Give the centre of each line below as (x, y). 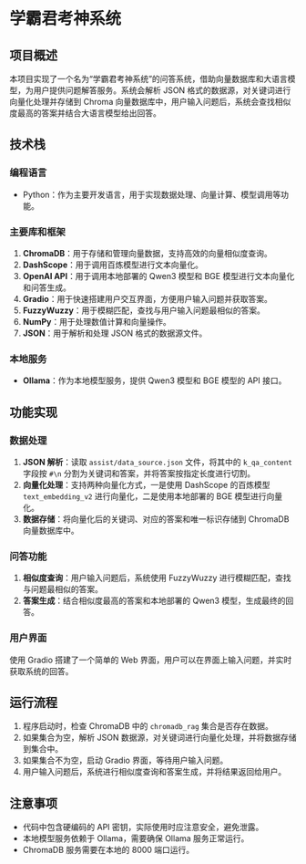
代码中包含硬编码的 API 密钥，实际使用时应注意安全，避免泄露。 (143, 828)
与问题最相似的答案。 (62, 589)
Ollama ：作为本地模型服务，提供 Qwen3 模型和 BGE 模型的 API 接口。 (154, 380)
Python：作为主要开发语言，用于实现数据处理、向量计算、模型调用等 (152, 194)
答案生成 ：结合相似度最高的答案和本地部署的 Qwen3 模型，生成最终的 (154, 601)
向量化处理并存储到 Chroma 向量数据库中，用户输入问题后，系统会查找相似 (150, 102)
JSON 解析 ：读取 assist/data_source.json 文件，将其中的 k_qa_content (158, 462)
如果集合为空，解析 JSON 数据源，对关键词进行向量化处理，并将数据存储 (159, 738)
